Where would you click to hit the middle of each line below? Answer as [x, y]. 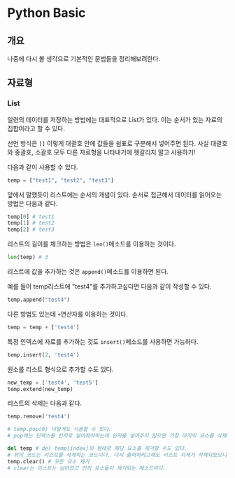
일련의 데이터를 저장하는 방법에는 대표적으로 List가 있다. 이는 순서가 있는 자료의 [115, 119]
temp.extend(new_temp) [40, 389]
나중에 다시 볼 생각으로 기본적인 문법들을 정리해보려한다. [84, 59]
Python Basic [47, 13]
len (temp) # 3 [28, 258]
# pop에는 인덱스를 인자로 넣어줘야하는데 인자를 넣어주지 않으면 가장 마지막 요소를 [111, 436]
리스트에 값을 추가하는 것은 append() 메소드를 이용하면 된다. [88, 272]
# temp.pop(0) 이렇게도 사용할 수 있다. [59, 430]
